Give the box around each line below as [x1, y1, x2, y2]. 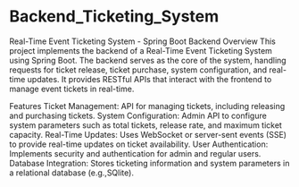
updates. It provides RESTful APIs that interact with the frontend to [27, 73, 272, 84]
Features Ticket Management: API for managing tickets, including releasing [9, 100, 286, 111]
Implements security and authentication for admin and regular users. [9, 148, 262, 158]
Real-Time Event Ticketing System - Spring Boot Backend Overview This [9, 36, 277, 47]
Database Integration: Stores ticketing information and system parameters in [9, 157, 290, 168]
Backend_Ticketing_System [9, 6, 220, 27]
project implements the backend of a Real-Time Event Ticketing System [9, 45, 272, 55]
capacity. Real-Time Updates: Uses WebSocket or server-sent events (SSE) [9, 129, 287, 140]
